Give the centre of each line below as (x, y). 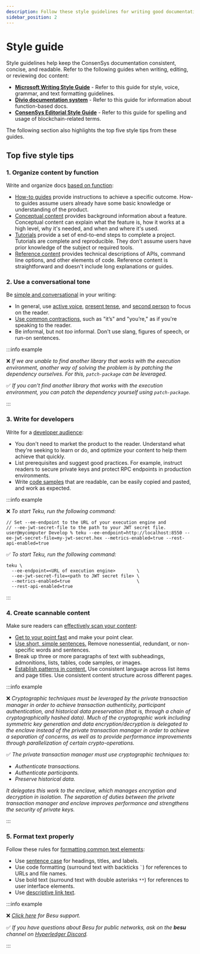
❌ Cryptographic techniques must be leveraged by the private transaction (97, 698)
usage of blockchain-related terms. (58, 119)
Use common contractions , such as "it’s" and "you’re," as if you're (96, 319)
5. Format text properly (40, 836)
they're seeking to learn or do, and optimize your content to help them (101, 450)
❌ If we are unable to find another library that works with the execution (93, 361)
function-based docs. (41, 106)
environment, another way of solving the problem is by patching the (89, 368)
